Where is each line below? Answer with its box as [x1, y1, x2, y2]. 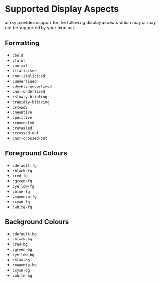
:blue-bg [12, 258, 30, 262]
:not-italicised [12, 73, 45, 79]
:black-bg [12, 237, 33, 242]
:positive [12, 115, 33, 120]
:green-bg [12, 247, 33, 252]
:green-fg [12, 178, 33, 184]
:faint [12, 58, 26, 63]
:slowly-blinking [12, 94, 48, 99]
